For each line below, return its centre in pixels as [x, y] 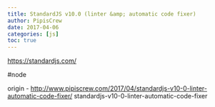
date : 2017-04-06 [33, 27]
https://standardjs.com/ [42, 61]
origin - [18, 88]
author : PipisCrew [35, 21]
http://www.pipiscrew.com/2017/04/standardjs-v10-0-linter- [119, 88]
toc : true [22, 41]
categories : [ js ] [33, 34]
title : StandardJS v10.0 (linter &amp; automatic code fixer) [102, 14]
